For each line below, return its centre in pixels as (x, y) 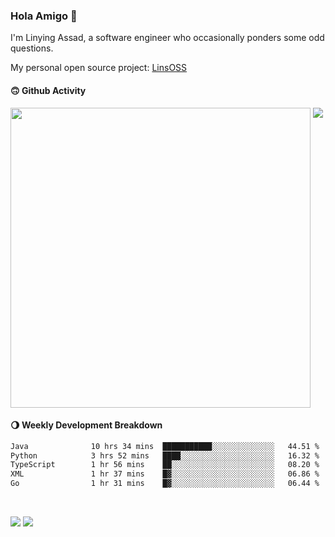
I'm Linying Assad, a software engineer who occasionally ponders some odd (167, 38)
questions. (32, 48)
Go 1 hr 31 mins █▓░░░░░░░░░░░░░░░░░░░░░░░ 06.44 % (165, 484)
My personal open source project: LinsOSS (99, 68)
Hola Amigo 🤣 (44, 16)
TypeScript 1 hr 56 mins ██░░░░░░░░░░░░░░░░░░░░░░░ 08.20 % (165, 465)
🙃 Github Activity (48, 90)
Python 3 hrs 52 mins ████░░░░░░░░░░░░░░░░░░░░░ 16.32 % (165, 455)
